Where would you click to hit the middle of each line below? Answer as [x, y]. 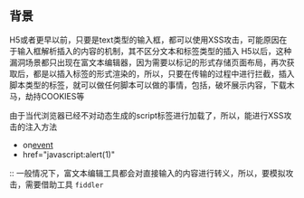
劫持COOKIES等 [55, 96]
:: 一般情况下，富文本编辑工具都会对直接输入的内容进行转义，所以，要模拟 [148, 173]
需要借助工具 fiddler [64, 184]
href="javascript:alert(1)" [69, 154]
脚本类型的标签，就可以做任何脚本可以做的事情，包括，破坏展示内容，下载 [148, 85]
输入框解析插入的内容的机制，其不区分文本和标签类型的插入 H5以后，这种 [154, 51]
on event [38, 145]
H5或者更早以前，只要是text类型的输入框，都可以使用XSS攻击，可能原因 [144, 40]
